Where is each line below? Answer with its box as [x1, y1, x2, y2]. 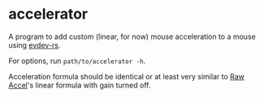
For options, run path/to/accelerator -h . [8, 56, 146, 66]
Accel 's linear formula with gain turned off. [8, 80, 151, 90]
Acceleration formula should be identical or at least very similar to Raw [8, 71, 245, 81]
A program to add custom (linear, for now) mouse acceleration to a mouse [8, 32, 256, 41]
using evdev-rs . [8, 40, 61, 49]
